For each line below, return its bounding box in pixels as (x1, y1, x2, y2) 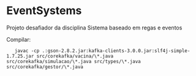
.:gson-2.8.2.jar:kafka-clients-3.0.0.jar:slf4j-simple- (42, 47, 190, 54)
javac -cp (14, 47, 40, 54)
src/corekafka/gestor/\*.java (6, 64, 84, 70)
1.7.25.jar (6, 53, 34, 59)
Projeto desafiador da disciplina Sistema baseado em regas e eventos (6, 24, 183, 31)
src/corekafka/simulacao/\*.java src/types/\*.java (6, 58, 141, 64)
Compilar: (6, 36, 31, 43)
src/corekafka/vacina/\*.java (36, 53, 114, 59)
